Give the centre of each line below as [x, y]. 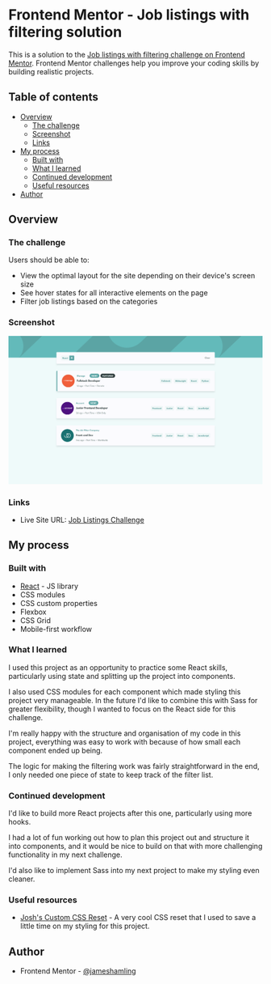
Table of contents [53, 98]
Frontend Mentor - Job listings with [129, 15]
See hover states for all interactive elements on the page [114, 293]
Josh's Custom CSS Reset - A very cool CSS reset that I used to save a [138, 918]
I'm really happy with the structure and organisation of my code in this [125, 733]
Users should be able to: [49, 260]
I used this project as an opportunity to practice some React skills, [118, 667]
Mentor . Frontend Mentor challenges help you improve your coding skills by [134, 63]
